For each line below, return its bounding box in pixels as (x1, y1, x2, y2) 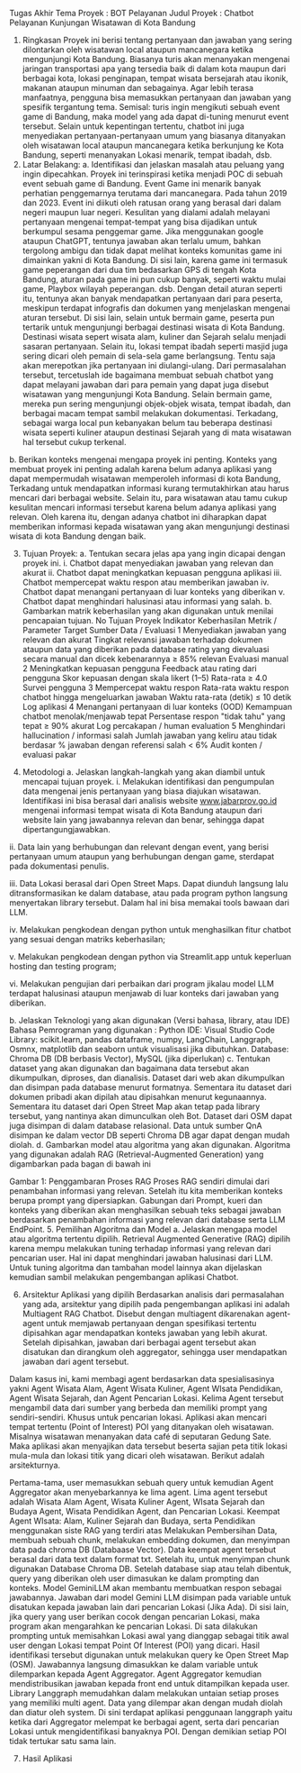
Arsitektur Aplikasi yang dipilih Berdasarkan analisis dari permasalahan (22, 1289, 285, 1300)
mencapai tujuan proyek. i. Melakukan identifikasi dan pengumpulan (22, 777, 275, 786)
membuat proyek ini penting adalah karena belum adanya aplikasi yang (9, 464, 272, 474)
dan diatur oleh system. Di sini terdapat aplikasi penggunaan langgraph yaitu (9, 1707, 293, 1717)
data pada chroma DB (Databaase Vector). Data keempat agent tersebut (9, 1544, 277, 1555)
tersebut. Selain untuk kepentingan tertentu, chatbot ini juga (22, 121, 245, 132)
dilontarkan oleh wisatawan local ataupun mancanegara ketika (22, 44, 254, 55)
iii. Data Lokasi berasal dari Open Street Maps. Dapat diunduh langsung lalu (9, 878, 289, 888)
